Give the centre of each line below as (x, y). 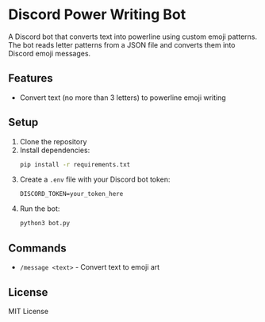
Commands (38, 248)
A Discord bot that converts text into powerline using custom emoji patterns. (133, 36)
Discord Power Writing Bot (97, 15)
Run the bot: (40, 209)
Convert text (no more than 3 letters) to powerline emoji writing (123, 98)
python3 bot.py (45, 224)
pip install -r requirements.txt (75, 164)
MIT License (29, 311)
